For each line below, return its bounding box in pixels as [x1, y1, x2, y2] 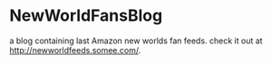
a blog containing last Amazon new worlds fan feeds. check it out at [9, 35, 263, 46]
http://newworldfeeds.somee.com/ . [9, 44, 141, 55]
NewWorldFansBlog [9, 5, 163, 26]
